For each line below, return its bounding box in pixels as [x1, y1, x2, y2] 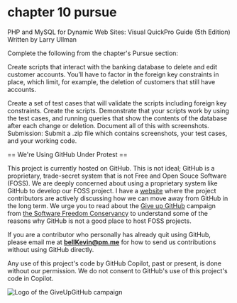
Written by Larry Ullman [7, 35, 77, 43]
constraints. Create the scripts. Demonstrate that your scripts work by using [7, 106, 229, 115]
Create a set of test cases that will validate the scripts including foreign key [7, 98, 227, 107]
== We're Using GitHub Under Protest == [7, 150, 128, 159]
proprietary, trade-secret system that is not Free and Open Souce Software [7, 171, 227, 180]
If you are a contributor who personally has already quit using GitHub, [7, 230, 211, 239]
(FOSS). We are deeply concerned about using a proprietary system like [7, 178, 218, 188]
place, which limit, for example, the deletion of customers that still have [7, 77, 216, 86]
